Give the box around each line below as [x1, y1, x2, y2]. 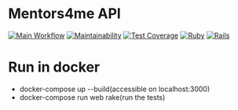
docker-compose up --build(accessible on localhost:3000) [19, 84, 211, 93]
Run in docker [8, 58, 101, 76]
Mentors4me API [8, 5, 122, 23]
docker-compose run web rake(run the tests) [19, 92, 166, 102]
